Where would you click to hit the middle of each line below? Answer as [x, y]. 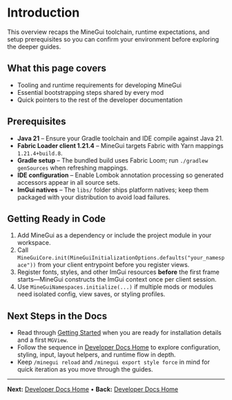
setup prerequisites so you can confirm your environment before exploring [113, 39]
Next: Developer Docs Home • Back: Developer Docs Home [93, 390]
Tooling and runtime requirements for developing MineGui [99, 85]
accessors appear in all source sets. [68, 182]
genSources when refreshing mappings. [72, 167]
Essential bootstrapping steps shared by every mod [90, 92]
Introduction [43, 13]
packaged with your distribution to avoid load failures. [94, 197]
